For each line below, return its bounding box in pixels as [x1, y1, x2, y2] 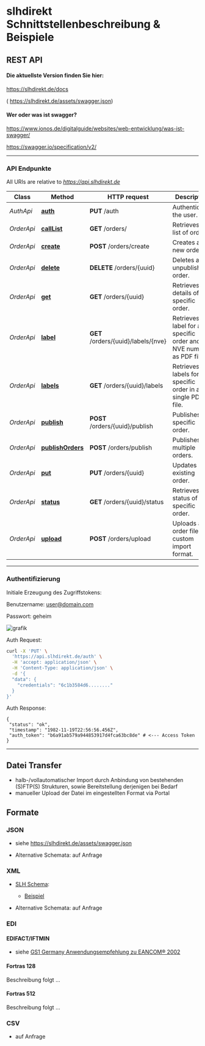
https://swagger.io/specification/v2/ [6, 143, 97, 151]
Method [51, 193, 74, 201]
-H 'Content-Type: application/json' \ [12, 665, 113, 671]
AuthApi [9, 207, 32, 216]
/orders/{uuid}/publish [89, 422, 154, 431]
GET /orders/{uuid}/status [89, 498, 164, 506]
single [172, 393, 190, 402]
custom [172, 535, 194, 543]
